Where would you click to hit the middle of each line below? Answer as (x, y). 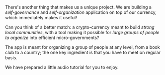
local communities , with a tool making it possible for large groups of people (82, 32)
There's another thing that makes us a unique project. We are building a (78, 7)
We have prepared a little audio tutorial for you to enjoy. (62, 67)
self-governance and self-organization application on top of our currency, (81, 12)
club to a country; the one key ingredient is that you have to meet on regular (83, 52)
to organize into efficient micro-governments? (52, 37)
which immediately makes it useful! (41, 18)
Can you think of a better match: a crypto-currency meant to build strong (80, 27)
